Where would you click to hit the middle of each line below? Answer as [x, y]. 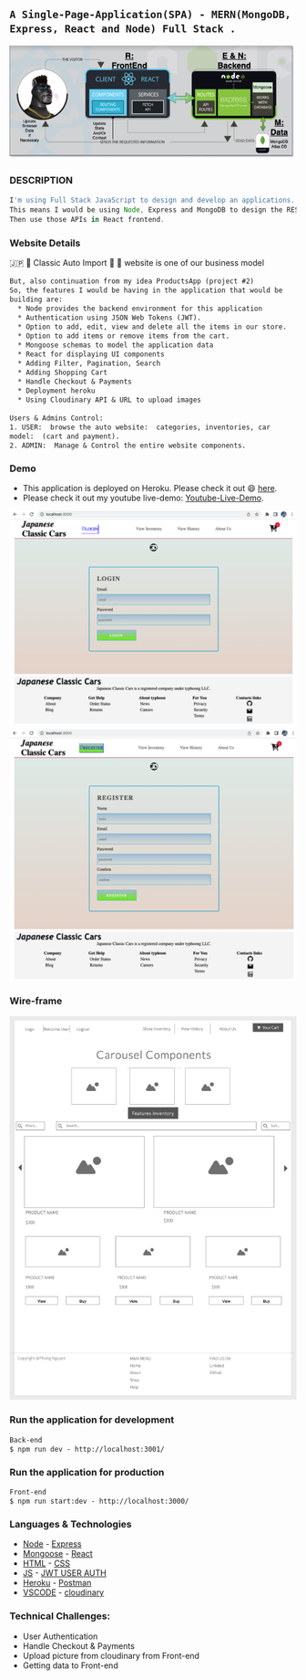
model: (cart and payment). [65, 436]
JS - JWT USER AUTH [64, 1573]
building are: [36, 299]
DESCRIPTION [41, 180]
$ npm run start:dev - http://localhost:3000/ [99, 1501]
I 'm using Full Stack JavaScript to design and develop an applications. [153, 200]
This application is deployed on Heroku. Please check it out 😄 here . [150, 488]
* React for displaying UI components [92, 354]
